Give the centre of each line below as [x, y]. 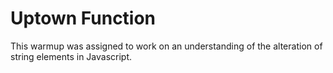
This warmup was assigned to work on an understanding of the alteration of [166, 46]
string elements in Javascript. [71, 56]
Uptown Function [83, 18]
